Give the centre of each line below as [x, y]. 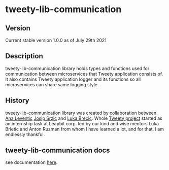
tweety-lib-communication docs [58, 150]
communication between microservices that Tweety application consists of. [84, 74]
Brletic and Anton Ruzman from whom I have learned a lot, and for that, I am [84, 129]
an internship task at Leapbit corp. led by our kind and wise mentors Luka [82, 123]
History [17, 101]
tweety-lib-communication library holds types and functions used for [77, 68]
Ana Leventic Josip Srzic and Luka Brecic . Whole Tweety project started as [84, 118]
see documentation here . [31, 162]
